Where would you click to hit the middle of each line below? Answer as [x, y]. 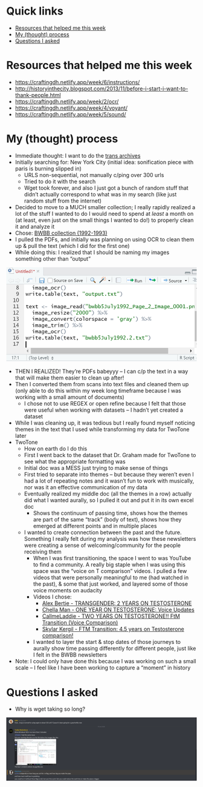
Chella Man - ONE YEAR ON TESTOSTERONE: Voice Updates [118, 610]
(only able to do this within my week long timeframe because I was [98, 391]
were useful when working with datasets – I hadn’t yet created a [103, 410]
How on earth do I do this [56, 449]
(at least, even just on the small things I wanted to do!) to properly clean [104, 220]
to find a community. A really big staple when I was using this [109, 564]
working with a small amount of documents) [70, 397]
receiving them [43, 552]
